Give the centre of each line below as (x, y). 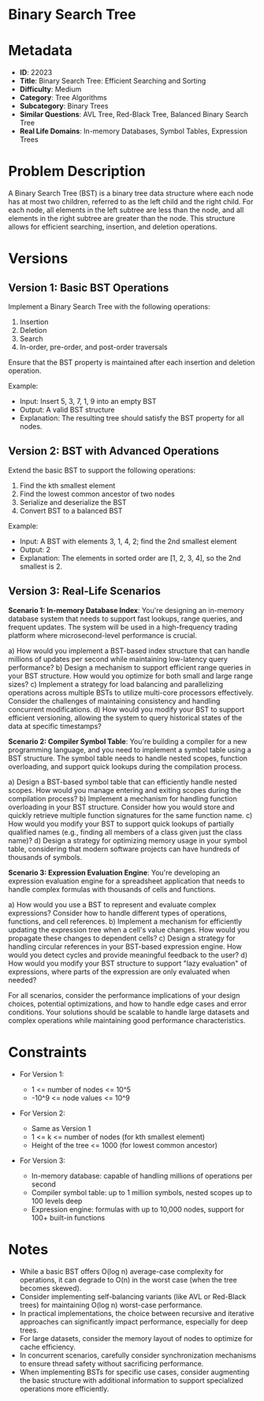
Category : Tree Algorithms (63, 98)
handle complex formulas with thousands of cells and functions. (112, 889)
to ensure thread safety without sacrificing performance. (112, 1363)
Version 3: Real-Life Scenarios (85, 591)
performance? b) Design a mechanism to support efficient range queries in (130, 667)
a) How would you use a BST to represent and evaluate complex (112, 904)
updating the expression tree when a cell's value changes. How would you (129, 929)
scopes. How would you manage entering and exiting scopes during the (125, 790)
